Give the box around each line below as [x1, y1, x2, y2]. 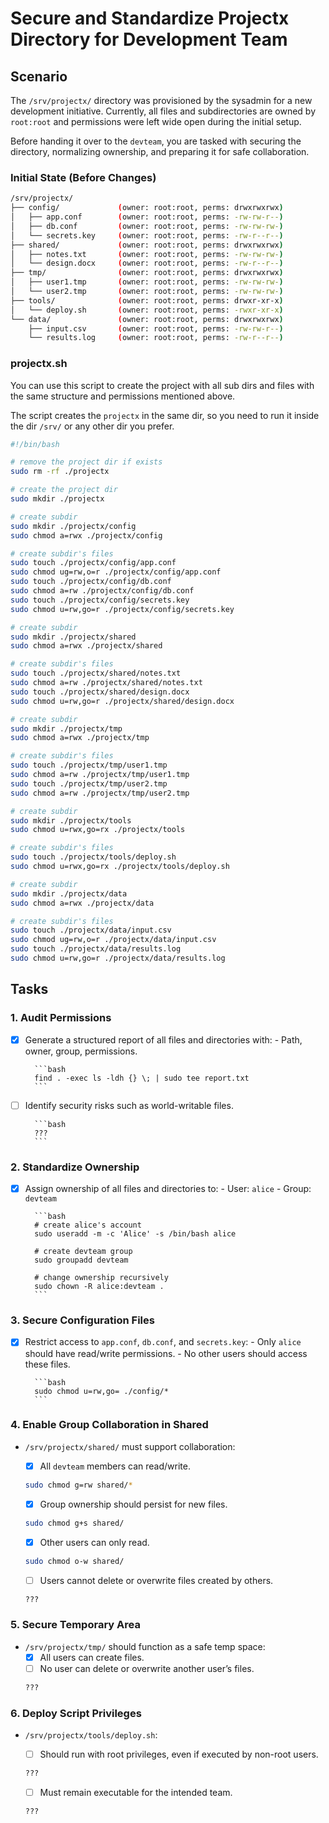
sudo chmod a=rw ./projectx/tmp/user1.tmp [10, 770, 190, 780]
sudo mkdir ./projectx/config [10, 521, 137, 531]
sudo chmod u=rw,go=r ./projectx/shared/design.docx [10, 696, 235, 706]
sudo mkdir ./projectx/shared [10, 632, 137, 642]
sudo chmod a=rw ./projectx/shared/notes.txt [10, 678, 203, 688]
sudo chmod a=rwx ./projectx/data [10, 898, 155, 908]
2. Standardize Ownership [10, 1160, 140, 1174]
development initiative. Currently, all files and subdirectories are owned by [10, 105, 317, 117]
